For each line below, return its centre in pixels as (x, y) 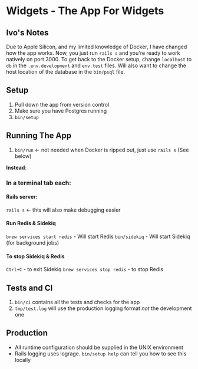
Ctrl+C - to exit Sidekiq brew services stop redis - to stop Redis (85, 269)
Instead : (16, 167)
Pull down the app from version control (62, 104)
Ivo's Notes (27, 33)
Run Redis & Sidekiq (31, 223)
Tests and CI (29, 288)
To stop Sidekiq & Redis (35, 256)
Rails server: (22, 197)
